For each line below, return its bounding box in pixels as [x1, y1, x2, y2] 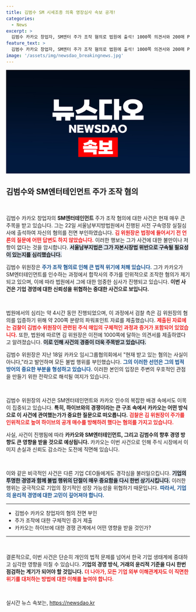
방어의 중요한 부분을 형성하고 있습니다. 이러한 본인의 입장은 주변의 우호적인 [6, 366, 175, 373]
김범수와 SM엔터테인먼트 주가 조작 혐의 [6, 186, 139, 196]
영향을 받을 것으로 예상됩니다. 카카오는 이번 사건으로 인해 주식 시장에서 [22, 439, 183, 446]
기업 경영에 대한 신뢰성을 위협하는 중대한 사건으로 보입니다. [16, 286, 149, 293]
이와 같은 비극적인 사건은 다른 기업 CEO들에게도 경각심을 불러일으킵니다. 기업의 [6, 470, 187, 477]
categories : [6, 15, 35, 22]
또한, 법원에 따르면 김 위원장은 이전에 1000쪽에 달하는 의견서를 [18, 331, 162, 339]
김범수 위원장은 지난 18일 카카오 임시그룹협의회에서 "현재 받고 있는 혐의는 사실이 [6, 351, 188, 358]
